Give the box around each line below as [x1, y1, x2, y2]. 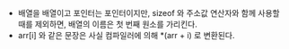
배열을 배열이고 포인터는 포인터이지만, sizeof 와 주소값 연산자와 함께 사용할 [17, 8, 280, 18]
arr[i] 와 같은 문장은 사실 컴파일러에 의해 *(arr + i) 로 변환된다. [17, 30, 235, 40]
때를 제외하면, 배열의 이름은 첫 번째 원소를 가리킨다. [17, 19, 197, 29]
